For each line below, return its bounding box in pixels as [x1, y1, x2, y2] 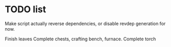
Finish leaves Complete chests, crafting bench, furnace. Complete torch [5, 36, 156, 42]
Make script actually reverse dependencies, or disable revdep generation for [5, 20, 166, 27]
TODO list [5, 4, 46, 15]
